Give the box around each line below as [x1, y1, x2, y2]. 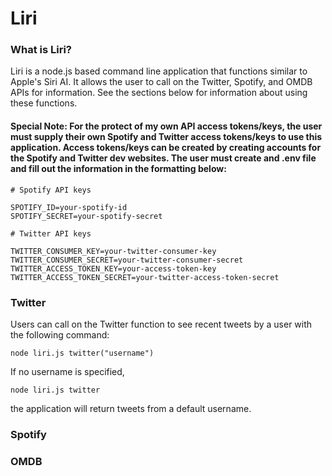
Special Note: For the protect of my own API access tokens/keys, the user [10, 120, 323, 132]
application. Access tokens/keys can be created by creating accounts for [10, 142, 322, 154]
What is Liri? [10, 43, 72, 57]
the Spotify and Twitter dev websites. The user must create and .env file [10, 152, 317, 164]
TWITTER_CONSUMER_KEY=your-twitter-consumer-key [10, 246, 217, 256]
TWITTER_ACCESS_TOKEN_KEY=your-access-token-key [10, 263, 217, 274]
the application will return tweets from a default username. [10, 402, 252, 414]
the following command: [10, 328, 110, 341]
